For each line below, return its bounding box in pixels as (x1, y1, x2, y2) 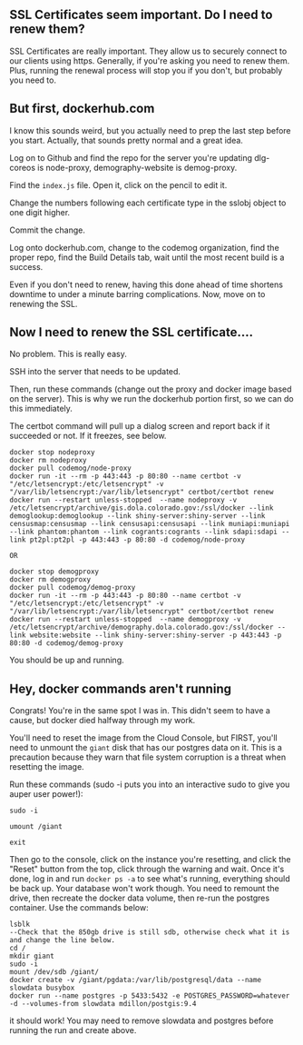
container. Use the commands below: (9, 902, 149, 913)
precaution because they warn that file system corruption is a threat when (9, 751, 287, 762)
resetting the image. (9, 761, 84, 772)
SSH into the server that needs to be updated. (9, 366, 181, 377)
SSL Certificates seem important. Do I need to (9, 7, 273, 23)
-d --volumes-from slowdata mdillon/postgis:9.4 (9, 1000, 197, 1009)
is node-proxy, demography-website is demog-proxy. (37, 162, 238, 173)
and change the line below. (9, 936, 116, 945)
